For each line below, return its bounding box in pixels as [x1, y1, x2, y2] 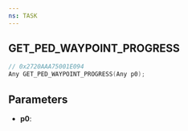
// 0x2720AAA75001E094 [8, 63, 84, 71]
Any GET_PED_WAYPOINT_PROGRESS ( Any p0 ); [8, 70, 146, 79]
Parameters [8, 92, 68, 106]
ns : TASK [8, 11, 38, 20]
